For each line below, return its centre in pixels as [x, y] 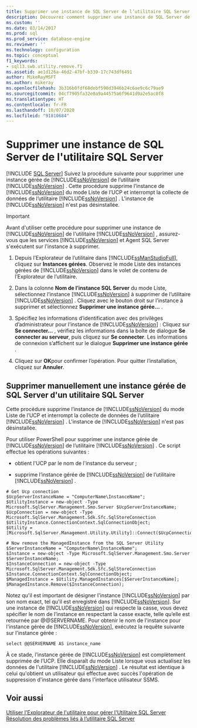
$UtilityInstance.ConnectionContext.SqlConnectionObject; [78, 522]
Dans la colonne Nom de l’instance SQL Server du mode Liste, [91, 288]
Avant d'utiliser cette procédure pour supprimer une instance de [84, 228]
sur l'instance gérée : [32, 633]
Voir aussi [25, 698]
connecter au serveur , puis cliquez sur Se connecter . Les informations [101, 337]
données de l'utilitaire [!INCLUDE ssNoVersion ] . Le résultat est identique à [95, 667]
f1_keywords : [22, 61]
